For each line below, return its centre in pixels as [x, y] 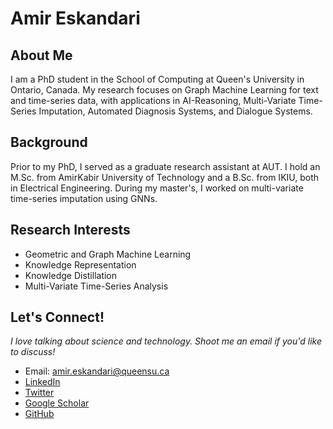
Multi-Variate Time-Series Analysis [96, 286]
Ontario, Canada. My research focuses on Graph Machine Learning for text [164, 90]
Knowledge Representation [80, 264]
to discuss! [33, 352]
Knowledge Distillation [71, 275]
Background [49, 142]
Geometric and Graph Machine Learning [108, 254]
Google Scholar [57, 403]
